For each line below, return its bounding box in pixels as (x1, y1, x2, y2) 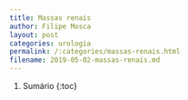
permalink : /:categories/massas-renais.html (9, 47, 181, 56)
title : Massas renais (9, 13, 92, 23)
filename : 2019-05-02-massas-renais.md (9, 55, 161, 65)
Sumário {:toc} (22, 81, 77, 91)
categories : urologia (9, 38, 92, 48)
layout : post (9, 30, 59, 39)
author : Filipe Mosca (9, 22, 92, 31)
